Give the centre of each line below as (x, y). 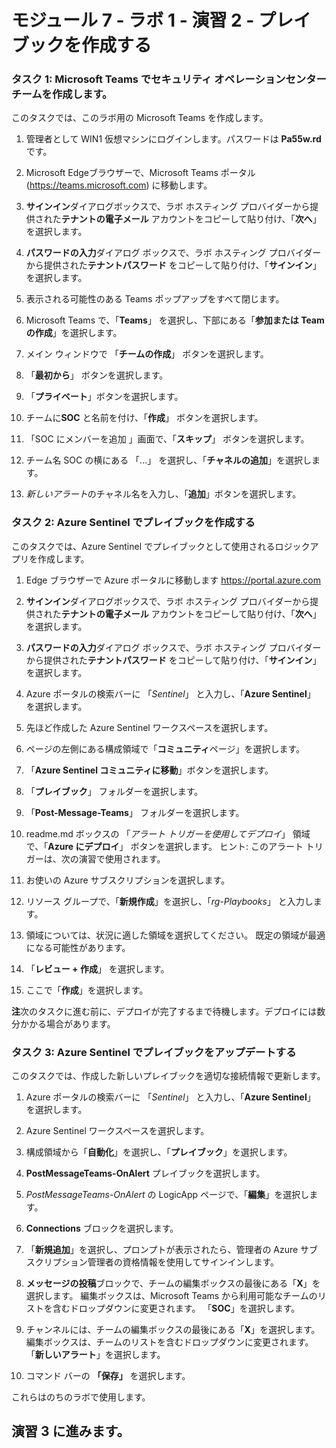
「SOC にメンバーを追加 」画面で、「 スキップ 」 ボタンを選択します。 (167, 439)
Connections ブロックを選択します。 (102, 1228)
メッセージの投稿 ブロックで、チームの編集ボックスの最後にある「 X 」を (173, 1283)
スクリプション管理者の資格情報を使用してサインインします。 (152, 1262)
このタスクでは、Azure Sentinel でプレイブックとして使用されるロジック (161, 546)
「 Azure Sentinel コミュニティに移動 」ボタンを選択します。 (149, 770)
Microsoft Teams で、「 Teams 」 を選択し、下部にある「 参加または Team (175, 320)
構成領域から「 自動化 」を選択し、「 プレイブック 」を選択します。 (159, 1152)
